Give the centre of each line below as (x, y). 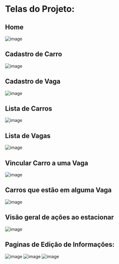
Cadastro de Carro (34, 54)
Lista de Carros (29, 109)
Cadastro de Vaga (33, 82)
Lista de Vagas (28, 136)
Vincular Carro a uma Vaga (47, 163)
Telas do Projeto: (40, 9)
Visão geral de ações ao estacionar (59, 217)
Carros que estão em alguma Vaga (59, 190)
